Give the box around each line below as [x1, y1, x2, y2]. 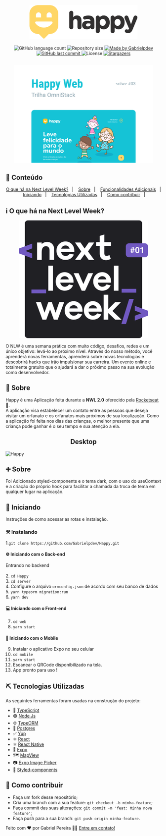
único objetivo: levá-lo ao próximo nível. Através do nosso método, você [5, 348, 153, 354]
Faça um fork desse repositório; [12, 794, 78, 800]
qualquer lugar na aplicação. [5, 489, 64, 495]
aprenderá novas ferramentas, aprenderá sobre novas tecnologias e [5, 354, 145, 359]
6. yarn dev [5, 594, 29, 600]
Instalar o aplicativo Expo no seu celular [12, 646, 94, 652]
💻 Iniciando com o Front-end [5, 606, 67, 612]
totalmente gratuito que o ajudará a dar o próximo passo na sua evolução [5, 364, 155, 370]
